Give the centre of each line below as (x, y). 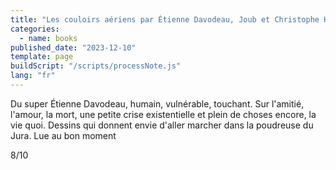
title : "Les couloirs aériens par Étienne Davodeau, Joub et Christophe (165, 19)
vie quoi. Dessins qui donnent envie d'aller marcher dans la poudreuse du (162, 125)
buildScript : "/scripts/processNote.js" (96, 66)
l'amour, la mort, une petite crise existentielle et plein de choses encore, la (163, 114)
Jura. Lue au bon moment (63, 135)
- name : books (48, 38)
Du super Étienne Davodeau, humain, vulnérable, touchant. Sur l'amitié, (157, 103)
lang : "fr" (33, 76)
